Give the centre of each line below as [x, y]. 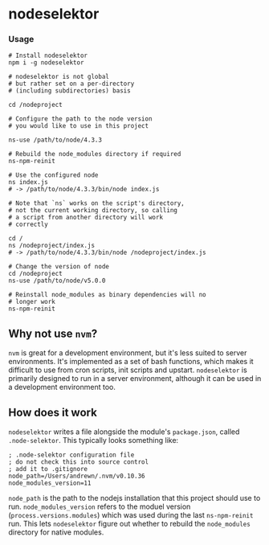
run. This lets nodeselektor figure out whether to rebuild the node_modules [129, 524]
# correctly [28, 225]
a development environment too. [62, 387]
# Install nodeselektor [48, 56]
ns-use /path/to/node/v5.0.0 [57, 281]
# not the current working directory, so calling [93, 211]
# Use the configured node [53, 175]
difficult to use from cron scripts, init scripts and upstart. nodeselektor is [128, 370]
